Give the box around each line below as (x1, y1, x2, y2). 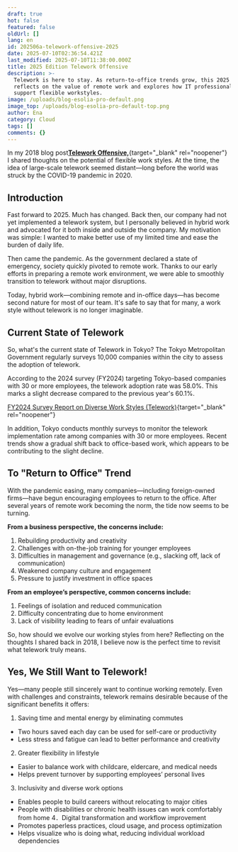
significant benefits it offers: (7, 699, 90, 708)
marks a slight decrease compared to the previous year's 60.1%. (7, 389, 195, 397)
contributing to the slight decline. (7, 447, 104, 455)
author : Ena (7, 109, 42, 116)
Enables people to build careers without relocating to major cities (17, 797, 208, 806)
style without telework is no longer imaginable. (7, 306, 144, 314)
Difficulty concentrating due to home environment (17, 609, 164, 617)
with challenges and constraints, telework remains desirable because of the (7, 692, 228, 701)
